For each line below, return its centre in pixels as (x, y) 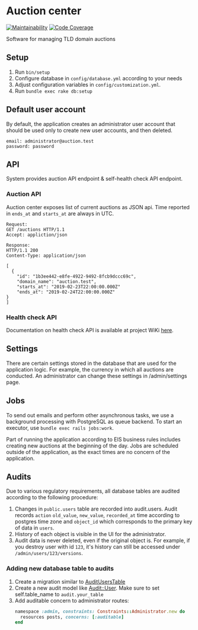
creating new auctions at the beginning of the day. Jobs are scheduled (92, 445)
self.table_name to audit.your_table (59, 594)
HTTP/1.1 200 (22, 250)
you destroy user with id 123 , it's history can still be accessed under (98, 547)
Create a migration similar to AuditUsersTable (70, 581)
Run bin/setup (32, 72)
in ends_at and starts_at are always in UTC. (60, 213)
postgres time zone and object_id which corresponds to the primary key (103, 522)
